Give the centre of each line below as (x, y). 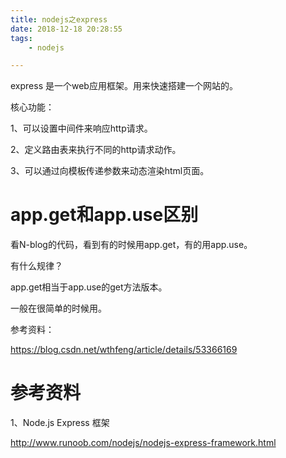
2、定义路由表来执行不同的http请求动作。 (96, 150)
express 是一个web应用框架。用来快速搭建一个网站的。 (124, 86)
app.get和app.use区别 (104, 215)
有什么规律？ (36, 266)
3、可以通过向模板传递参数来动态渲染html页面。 (110, 171)
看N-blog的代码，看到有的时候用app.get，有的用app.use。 (131, 245)
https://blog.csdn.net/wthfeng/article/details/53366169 (124, 350)
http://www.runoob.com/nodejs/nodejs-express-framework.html (143, 443)
